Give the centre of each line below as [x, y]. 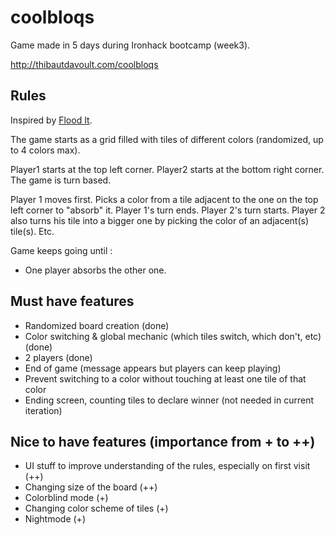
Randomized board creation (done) [97, 325]
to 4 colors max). [45, 150]
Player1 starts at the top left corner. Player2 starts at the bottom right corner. [167, 169]
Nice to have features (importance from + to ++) [163, 441]
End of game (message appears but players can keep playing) [153, 368]
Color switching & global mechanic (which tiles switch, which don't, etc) [173, 336]
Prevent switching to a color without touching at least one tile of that [165, 378]
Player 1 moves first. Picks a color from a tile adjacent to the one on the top [164, 199]
